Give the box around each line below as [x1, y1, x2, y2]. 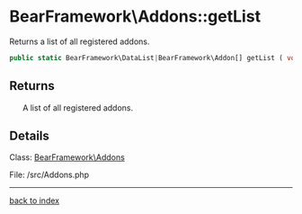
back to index [9, 195, 60, 206]
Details [9, 129, 49, 144]
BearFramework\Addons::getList [9, 6, 262, 27]
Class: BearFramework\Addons [9, 152, 126, 163]
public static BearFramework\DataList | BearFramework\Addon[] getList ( [9, 53, 283, 62]
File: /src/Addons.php [9, 169, 90, 181]
